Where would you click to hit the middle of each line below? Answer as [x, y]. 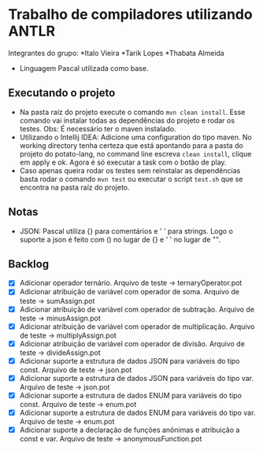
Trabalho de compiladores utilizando [131, 15]
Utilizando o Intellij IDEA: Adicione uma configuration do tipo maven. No [135, 137]
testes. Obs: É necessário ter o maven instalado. [98, 128]
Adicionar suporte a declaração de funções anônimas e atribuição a [130, 430]
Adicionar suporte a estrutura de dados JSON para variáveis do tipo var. [137, 378]
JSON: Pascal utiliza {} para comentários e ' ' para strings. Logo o [126, 231]
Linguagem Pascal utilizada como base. [84, 68]
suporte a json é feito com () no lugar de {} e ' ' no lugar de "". [120, 239]
